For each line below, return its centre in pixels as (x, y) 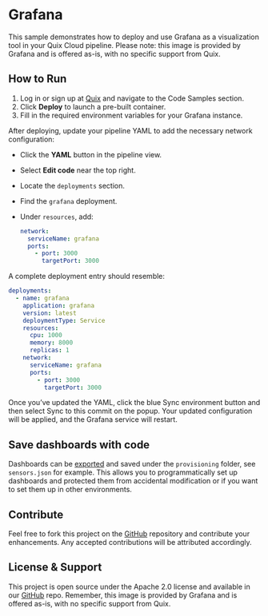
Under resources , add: (56, 217)
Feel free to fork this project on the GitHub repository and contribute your (129, 534)
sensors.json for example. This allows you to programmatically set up (123, 472)
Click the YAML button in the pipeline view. (91, 154)
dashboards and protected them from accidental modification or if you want (133, 481)
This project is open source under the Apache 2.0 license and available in (129, 586)
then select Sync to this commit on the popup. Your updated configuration (130, 411)
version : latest (50, 313)
